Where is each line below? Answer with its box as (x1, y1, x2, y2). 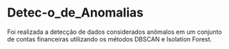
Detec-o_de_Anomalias (7, 5, 143, 21)
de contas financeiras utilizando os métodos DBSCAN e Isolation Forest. (7, 35, 212, 43)
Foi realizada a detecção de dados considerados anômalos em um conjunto (7, 28, 222, 36)
